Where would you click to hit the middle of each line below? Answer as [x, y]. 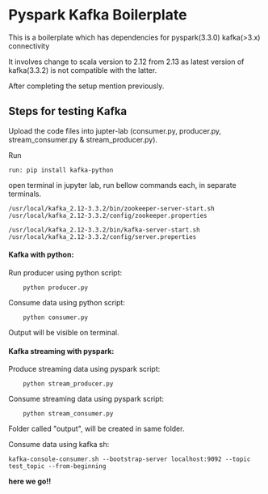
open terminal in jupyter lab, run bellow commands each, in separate [122, 185]
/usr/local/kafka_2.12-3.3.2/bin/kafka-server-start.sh [104, 230]
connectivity [29, 45]
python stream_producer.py [68, 384]
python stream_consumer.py [68, 414]
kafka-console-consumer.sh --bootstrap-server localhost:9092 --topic [130, 459]
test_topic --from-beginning [57, 466]
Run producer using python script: [65, 272]
